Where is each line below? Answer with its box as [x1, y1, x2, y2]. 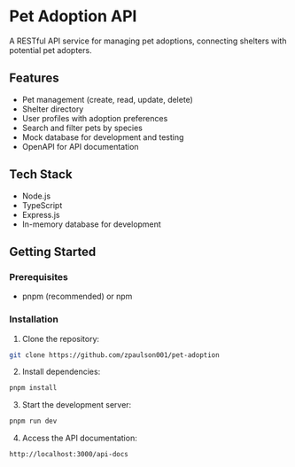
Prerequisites [9, 270, 68, 283]
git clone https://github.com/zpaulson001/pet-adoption [9, 350, 220, 360]
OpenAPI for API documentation [21, 141, 139, 152]
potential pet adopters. [9, 44, 92, 55]
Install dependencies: [21, 366, 101, 377]
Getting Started [9, 244, 97, 259]
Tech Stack [9, 167, 73, 183]
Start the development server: [21, 400, 132, 410]
